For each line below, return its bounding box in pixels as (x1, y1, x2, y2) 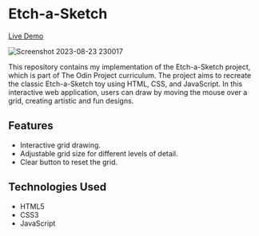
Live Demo (8, 31, 44, 41)
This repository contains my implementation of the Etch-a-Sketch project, (8, 61, 251, 72)
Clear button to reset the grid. (19, 157, 118, 167)
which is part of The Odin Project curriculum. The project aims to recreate (8, 70, 252, 80)
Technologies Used (8, 180, 106, 194)
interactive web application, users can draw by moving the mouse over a (8, 87, 248, 96)
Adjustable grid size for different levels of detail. (19, 148, 178, 158)
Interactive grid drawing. (19, 140, 102, 150)
